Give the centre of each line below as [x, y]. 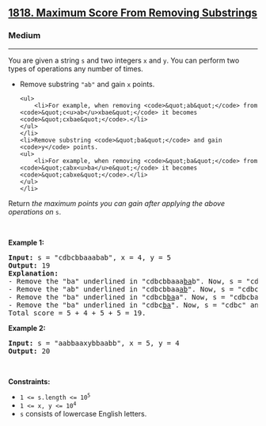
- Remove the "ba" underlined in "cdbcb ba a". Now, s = [117, 297]
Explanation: [34, 273]
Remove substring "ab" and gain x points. [87, 84]
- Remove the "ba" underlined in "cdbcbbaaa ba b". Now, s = [125, 281]
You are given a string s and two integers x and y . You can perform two [124, 60]
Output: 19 [29, 265]
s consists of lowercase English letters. [83, 413]
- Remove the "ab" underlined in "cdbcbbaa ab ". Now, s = [121, 289]
